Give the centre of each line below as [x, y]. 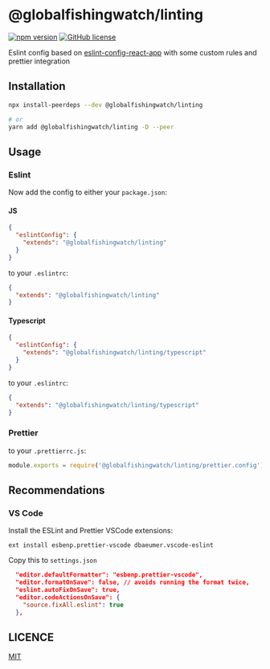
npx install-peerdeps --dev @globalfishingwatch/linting [106, 105]
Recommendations [57, 490]
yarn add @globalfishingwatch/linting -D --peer [91, 127]
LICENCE [31, 637]
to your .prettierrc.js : [47, 451]
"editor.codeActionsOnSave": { [68, 597]
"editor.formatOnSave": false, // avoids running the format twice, [133, 583]
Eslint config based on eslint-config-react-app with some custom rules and [133, 52]
